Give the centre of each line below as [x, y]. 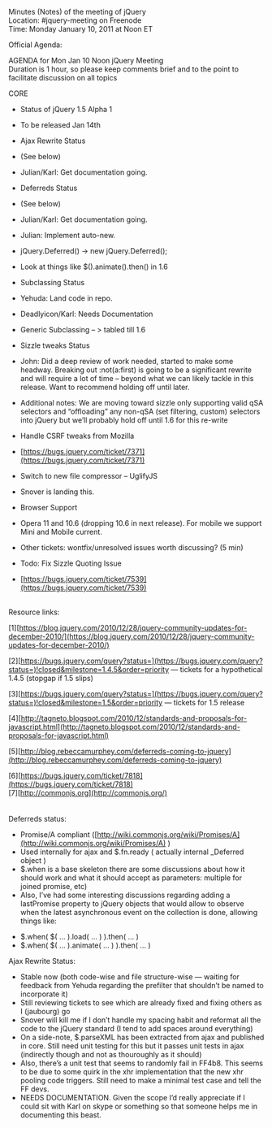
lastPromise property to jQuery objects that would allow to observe [132, 904]
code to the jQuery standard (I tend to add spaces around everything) [136, 1028]
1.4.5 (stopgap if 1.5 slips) [51, 678]
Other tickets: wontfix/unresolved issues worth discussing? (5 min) [132, 547]
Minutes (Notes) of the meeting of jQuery [77, 12]
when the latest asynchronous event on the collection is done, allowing [139, 912]
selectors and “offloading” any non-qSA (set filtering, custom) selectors [140, 411]
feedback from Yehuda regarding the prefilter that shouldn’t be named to [142, 985]
